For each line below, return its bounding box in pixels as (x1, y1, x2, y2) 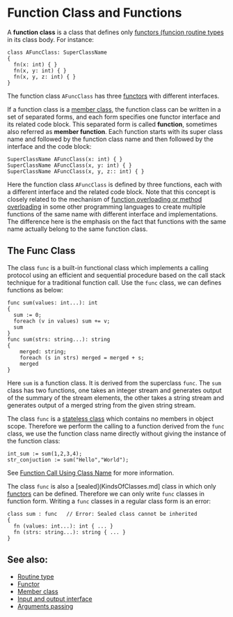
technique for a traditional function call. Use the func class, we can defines (7, 278, 222, 287)
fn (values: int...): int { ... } (13, 522, 113, 530)
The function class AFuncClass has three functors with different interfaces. (7, 91, 220, 100)
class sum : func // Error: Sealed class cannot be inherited (7, 510, 198, 517)
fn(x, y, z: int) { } (13, 73, 77, 80)
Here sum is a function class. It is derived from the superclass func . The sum (7, 378, 221, 387)
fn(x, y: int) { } (13, 67, 67, 74)
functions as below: (7, 285, 64, 294)
